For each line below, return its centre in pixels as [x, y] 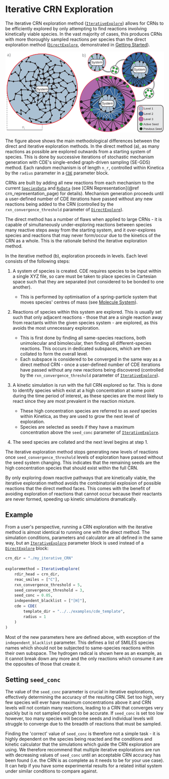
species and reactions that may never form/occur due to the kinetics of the [83, 235]
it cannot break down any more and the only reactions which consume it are [84, 658]
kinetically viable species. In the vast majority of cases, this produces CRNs [84, 34]
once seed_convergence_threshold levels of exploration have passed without [84, 457]
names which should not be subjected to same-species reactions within [80, 648]
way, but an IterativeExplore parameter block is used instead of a [74, 543]
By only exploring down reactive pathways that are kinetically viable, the [80, 477]
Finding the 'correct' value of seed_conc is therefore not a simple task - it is [83, 734]
